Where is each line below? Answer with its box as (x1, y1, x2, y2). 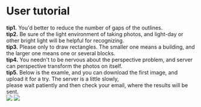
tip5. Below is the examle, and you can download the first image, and (6, 69, 178, 76)
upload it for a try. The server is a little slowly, (6, 75, 119, 82)
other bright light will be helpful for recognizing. (6, 37, 125, 44)
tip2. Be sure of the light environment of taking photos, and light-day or (6, 30, 184, 37)
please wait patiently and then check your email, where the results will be (6, 81, 188, 88)
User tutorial (6, 4, 70, 18)
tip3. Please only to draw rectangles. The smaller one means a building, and (6, 43, 196, 50)
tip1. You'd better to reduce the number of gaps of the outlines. (6, 24, 163, 31)
